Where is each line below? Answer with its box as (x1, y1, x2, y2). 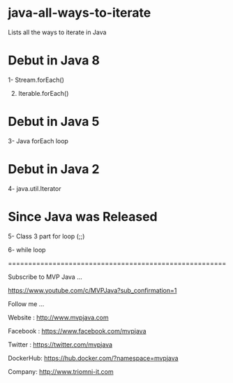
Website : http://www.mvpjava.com (8, 313, 109, 321)
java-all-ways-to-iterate (8, 5, 151, 21)
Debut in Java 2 (8, 161, 100, 177)
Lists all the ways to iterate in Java (8, 28, 107, 36)
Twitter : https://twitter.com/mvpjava (8, 340, 113, 349)
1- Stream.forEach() (8, 75, 65, 84)
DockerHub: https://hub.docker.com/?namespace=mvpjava (8, 354, 179, 362)
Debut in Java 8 (8, 52, 100, 68)
